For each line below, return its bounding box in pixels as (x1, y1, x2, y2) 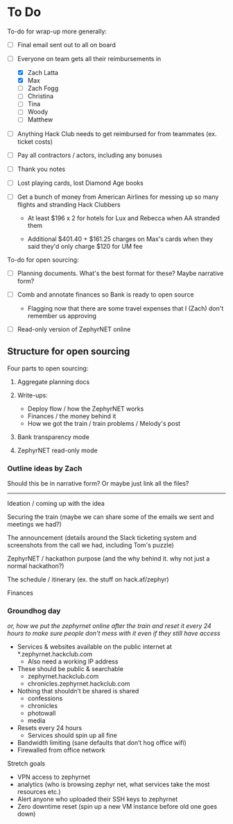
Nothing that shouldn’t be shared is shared (17, 687, 139, 695)
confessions (27, 694, 63, 702)
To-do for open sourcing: (7, 255, 79, 264)
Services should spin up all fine (27, 731, 118, 740)
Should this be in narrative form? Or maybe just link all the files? (7, 479, 189, 488)
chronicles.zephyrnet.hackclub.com (27, 679, 130, 688)
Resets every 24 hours (17, 724, 82, 732)
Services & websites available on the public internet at (17, 643, 172, 651)
